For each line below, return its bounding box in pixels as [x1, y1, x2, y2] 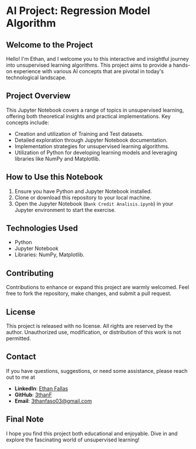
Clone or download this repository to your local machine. [14, 194, 152, 201]
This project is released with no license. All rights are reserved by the [6, 323, 173, 330]
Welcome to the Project [6, 40, 94, 50]
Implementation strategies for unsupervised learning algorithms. [14, 142, 170, 150]
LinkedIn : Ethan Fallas [14, 385, 68, 392]
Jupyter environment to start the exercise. [14, 206, 116, 213]
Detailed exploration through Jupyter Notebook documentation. [14, 136, 168, 143]
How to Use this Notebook [6, 172, 104, 182]
